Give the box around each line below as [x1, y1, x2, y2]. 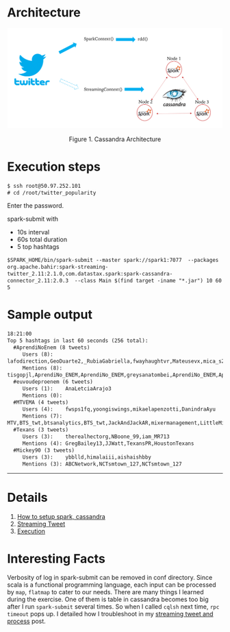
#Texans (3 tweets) [13, 426, 69, 433]
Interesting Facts [7, 550, 106, 566]
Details [7, 489, 48, 505]
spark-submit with [7, 215, 59, 223]
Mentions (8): [22, 365, 63, 372]
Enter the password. [7, 201, 64, 210]
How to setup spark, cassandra [16, 512, 106, 520]
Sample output [7, 306, 92, 322]
